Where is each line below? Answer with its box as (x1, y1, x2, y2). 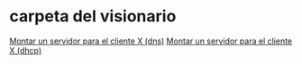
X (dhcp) (9, 44, 42, 55)
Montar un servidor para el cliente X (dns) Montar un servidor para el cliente (9, 36, 293, 46)
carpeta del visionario (9, 6, 177, 27)
